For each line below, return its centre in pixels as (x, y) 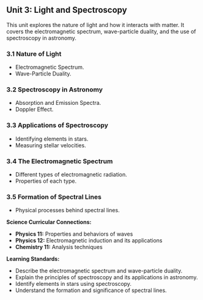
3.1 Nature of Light (34, 53)
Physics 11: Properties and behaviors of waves (74, 234)
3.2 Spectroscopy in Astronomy (54, 90)
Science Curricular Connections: (49, 222)
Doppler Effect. (34, 109)
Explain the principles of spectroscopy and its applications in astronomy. (106, 277)
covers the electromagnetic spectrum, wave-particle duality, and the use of (102, 31)
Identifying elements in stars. (52, 139)
